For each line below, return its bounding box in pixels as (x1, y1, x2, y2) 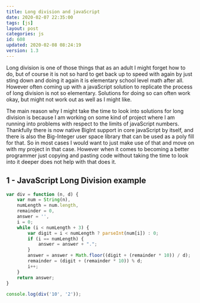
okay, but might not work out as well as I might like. (6, 96, 132, 103)
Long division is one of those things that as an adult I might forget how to (6, 64, 186, 71)
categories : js (6, 31, 44, 37)
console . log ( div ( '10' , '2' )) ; (6, 291, 82, 298)
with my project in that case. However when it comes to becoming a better (6, 145, 190, 152)
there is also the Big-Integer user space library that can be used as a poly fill (6, 133, 194, 140)
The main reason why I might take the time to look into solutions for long (6, 107, 184, 114)
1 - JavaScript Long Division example (6, 176, 146, 186)
